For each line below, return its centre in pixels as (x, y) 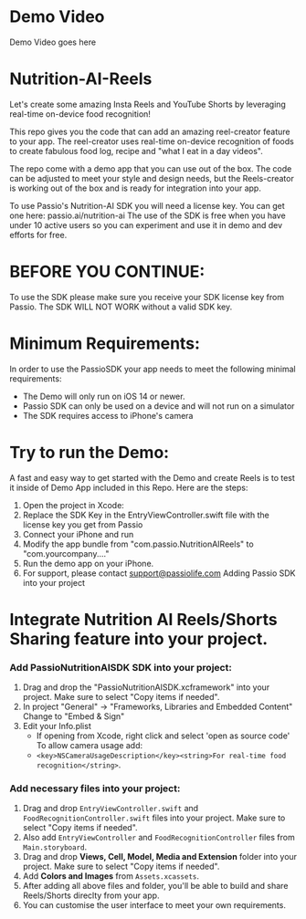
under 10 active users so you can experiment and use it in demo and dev (146, 225)
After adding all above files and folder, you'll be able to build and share (155, 886)
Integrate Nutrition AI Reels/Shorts (143, 619)
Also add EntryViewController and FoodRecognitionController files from (158, 838)
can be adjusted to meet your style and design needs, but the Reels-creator (152, 178)
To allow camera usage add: (90, 746)
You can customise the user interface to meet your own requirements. (154, 905)
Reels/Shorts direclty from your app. (91, 895)
